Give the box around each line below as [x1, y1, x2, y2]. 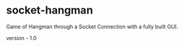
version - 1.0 [6, 34, 37, 41]
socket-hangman [6, 4, 94, 17]
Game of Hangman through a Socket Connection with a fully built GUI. [6, 23, 178, 30]
